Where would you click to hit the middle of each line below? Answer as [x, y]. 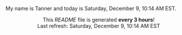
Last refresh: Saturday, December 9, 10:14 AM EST [99, 26]
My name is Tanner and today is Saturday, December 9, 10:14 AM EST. [91, 8]
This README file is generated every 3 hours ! [99, 20]
